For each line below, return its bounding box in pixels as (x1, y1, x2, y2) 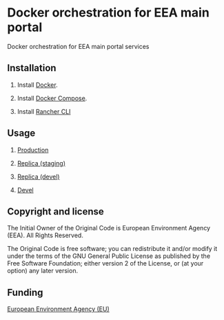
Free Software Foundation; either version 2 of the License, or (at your (7, 259, 204, 268)
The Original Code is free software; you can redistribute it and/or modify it (7, 245, 218, 253)
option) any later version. (7, 267, 78, 275)
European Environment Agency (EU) (7, 305, 110, 313)
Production (17, 146, 49, 154)
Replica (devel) (17, 172, 60, 181)
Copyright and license (7, 206, 105, 217)
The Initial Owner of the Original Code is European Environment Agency (7, 224, 211, 232)
